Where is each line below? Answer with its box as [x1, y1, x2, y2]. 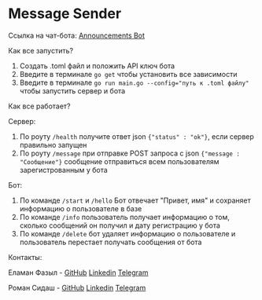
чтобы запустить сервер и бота [19, 86, 126, 95]
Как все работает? [8, 101, 71, 111]
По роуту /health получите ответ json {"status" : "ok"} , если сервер [19, 131, 254, 141]
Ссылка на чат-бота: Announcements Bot [8, 31, 146, 40]
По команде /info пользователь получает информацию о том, [19, 212, 230, 221]
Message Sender [8, 5, 122, 23]
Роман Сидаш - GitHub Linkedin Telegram [8, 283, 146, 292]
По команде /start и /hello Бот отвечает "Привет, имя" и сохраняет [19, 196, 252, 205]
